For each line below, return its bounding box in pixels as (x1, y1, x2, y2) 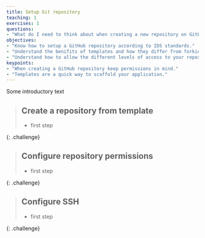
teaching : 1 (6, 15, 37, 21)
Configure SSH (21, 197, 79, 207)
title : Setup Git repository (6, 9, 81, 15)
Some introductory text (6, 88, 65, 95)
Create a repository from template (21, 105, 154, 116)
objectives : (6, 37, 37, 43)
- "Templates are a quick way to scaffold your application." (6, 71, 168, 77)
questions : (6, 26, 34, 32)
